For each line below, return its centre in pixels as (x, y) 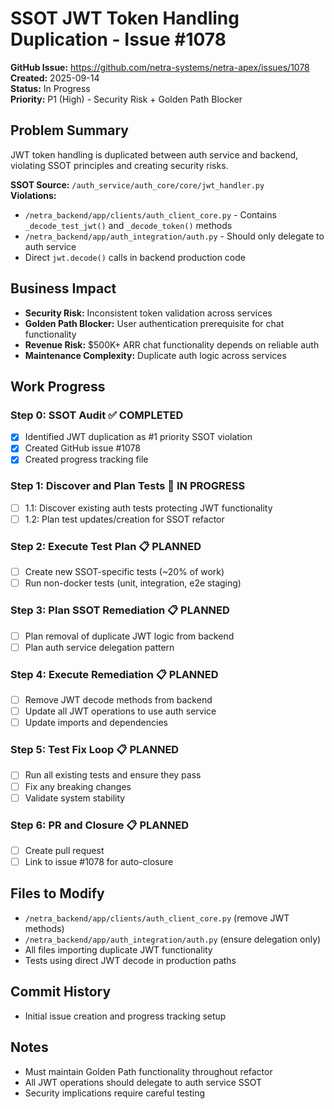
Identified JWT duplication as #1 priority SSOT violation (138, 437)
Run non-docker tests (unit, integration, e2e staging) (133, 583)
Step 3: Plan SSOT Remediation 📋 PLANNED (120, 610)
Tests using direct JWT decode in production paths (130, 960)
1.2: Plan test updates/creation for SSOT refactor (124, 519)
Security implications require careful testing (115, 1093)
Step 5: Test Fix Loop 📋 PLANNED (95, 750)
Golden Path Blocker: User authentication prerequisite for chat (154, 323)
